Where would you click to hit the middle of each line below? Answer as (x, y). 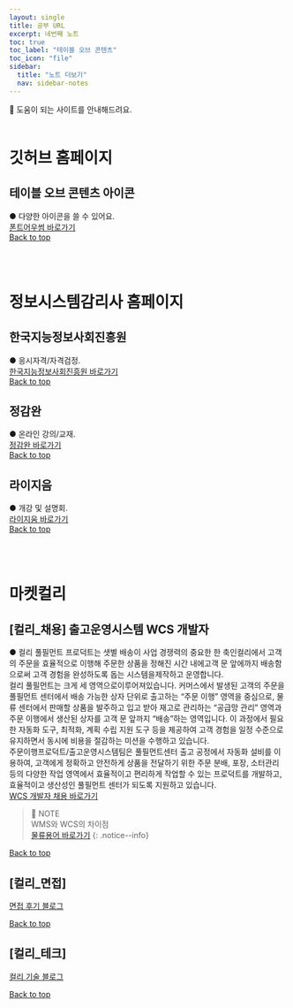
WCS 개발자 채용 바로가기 (54, 796)
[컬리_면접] (38, 883)
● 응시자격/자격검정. (45, 360)
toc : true (27, 42)
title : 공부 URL (37, 26)
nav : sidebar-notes (53, 83)
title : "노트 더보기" (52, 75)
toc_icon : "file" (41, 58)
